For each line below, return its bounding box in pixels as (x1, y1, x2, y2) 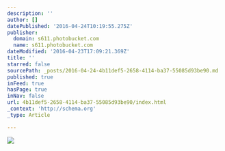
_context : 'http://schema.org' (7, 105, 96, 112)
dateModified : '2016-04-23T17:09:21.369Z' (7, 49, 130, 55)
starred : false (7, 61, 51, 68)
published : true (7, 73, 53, 81)
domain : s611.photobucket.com (13, 36, 99, 42)
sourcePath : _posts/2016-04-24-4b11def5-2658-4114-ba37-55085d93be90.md (7, 67, 219, 74)
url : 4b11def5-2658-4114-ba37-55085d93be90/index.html (7, 99, 167, 106)
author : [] (7, 16, 38, 23)
